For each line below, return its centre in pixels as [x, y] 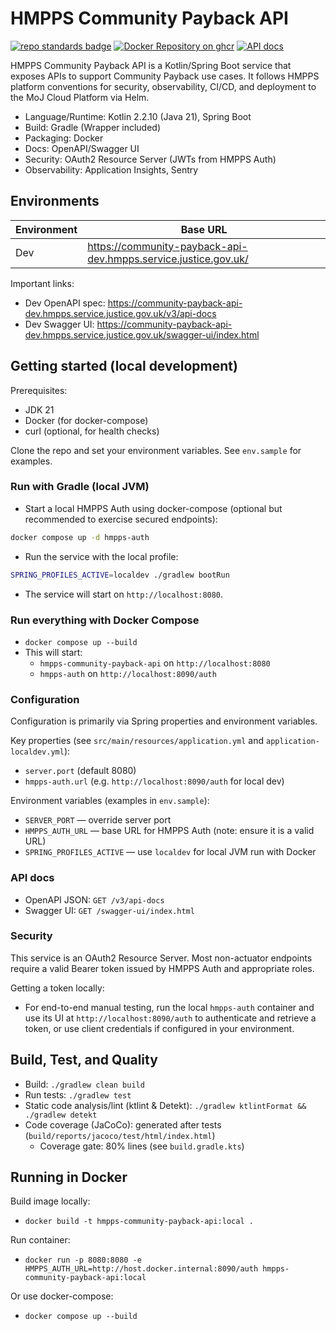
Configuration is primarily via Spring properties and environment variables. [164, 721]
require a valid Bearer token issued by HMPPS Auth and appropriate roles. [162, 968]
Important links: [42, 283]
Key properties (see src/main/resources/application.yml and [137, 741]
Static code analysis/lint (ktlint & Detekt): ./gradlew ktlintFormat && [165, 1105]
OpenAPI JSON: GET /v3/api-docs [94, 899]
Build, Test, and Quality [84, 1060]
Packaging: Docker [64, 138]
